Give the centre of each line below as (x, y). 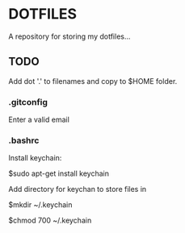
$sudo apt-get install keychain (59, 173)
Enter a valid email (39, 120)
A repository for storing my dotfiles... (69, 36)
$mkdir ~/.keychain (40, 205)
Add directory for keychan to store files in (78, 189)
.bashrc (24, 140)
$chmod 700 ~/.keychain (50, 221)
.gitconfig (28, 102)
